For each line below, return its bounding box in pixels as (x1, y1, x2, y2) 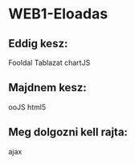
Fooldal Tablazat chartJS (8, 58, 91, 67)
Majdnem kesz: (8, 81, 87, 94)
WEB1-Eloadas (8, 5, 108, 23)
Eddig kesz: (8, 37, 68, 50)
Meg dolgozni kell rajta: (8, 126, 129, 139)
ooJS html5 (8, 102, 47, 112)
